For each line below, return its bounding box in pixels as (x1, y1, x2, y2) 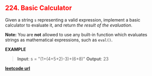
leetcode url (5, 65, 30, 71)
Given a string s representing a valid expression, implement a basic (5, 17, 141, 23)
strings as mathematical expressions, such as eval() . (5, 37, 113, 43)
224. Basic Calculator (5, 4, 72, 12)
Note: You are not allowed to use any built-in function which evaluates (5, 31, 148, 37)
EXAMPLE (5, 46, 26, 52)
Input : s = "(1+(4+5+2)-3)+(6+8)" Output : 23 (17, 56, 109, 62)
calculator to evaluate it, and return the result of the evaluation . (5, 22, 132, 28)
